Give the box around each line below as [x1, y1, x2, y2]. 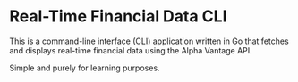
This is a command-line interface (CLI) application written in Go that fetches [9, 36, 289, 46]
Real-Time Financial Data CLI [9, 6, 227, 27]
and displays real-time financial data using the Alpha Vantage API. [9, 45, 252, 55]
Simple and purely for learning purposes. [9, 62, 160, 73]
